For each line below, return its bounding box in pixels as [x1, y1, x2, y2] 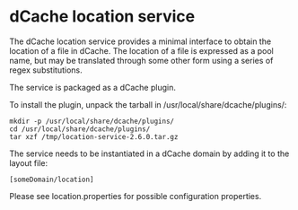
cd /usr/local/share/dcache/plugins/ [9, 124, 151, 134]
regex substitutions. [9, 65, 83, 75]
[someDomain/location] [9, 175, 94, 184]
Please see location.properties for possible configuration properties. [9, 190, 262, 201]
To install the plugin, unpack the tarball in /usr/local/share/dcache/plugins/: [9, 99, 287, 109]
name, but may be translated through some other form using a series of [9, 55, 274, 66]
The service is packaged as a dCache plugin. [9, 82, 177, 92]
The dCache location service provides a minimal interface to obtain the [9, 36, 272, 47]
